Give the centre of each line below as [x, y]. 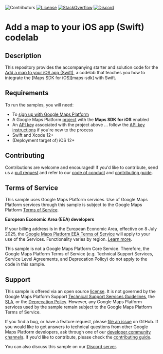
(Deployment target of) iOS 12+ [43, 140]
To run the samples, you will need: [39, 104]
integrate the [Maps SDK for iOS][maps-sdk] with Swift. [61, 78]
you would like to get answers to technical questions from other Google [77, 327]
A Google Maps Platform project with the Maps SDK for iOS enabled [81, 119]
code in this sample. [25, 264]
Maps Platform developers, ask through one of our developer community [78, 332]
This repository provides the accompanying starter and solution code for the [81, 67]
